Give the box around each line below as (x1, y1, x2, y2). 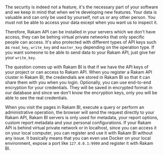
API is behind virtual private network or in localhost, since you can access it (5, 125, 157, 130)
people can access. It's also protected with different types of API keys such (5, 39, 157, 45)
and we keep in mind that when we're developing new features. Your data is (5, 9, 157, 15)
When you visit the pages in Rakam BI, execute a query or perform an (5, 104, 145, 110)
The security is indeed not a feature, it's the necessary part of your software (5, 4, 158, 10)
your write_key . (5, 55, 36, 60)
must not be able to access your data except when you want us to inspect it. (5, 19, 158, 25)
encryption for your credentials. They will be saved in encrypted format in (5, 85, 153, 90)
